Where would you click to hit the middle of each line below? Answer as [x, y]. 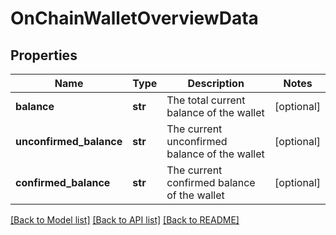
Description [216, 83]
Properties [44, 55]
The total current [206, 100]
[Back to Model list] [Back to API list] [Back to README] [125, 220]
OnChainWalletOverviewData [134, 18]
